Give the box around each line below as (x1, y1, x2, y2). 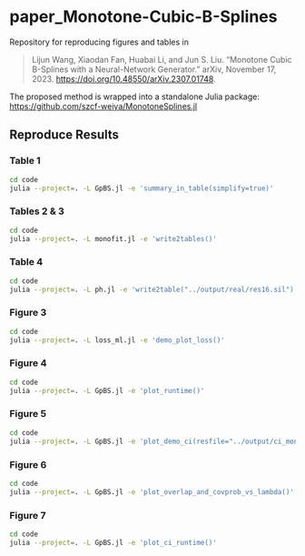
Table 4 (9, 256, 44, 268)
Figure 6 (9, 458, 47, 470)
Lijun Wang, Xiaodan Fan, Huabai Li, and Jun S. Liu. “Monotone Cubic (31, 54, 292, 65)
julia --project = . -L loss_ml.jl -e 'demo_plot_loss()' (9, 335, 225, 345)
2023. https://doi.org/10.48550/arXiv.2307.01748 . (31, 73, 216, 84)
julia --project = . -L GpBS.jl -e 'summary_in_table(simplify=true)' (9, 184, 274, 193)
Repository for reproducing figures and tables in (9, 36, 189, 47)
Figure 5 (9, 408, 47, 420)
